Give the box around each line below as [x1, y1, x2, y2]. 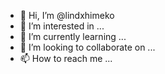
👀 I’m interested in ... [19, 20, 105, 32]
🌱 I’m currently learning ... [19, 31, 127, 42]
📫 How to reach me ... [19, 53, 113, 64]
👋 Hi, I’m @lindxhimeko [19, 10, 115, 21]
